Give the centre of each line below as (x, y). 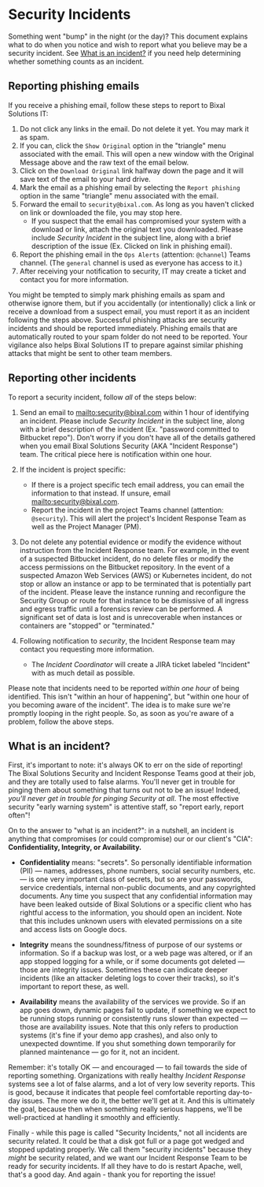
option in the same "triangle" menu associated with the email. (119, 195)
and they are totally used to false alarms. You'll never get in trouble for (122, 782)
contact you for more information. (74, 279)
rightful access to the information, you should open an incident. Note (131, 913)
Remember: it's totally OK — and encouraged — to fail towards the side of (128, 1067)
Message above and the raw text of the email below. (104, 162)
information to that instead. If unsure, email (101, 493)
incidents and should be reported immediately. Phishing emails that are (123, 328)
